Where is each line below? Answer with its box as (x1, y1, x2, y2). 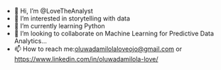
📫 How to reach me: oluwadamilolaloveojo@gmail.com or (14, 45, 183, 53)
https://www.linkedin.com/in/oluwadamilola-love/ (14, 55, 158, 63)
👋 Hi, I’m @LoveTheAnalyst (14, 7, 94, 15)
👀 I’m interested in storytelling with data (14, 14, 130, 23)
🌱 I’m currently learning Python (14, 22, 105, 30)
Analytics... (14, 37, 48, 45)
